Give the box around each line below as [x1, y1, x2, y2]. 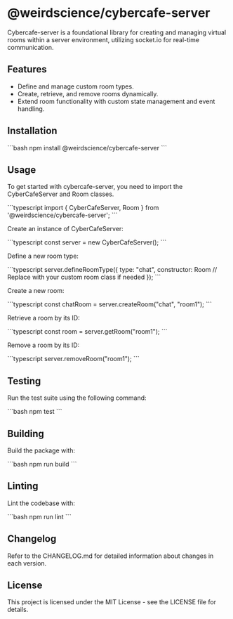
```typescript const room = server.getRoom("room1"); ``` [7, 327, 168, 336]
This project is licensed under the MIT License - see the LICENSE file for [7, 598, 216, 606]
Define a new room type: [7, 252, 79, 261]
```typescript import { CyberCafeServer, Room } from [7, 204, 159, 212]
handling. [17, 104, 45, 113]
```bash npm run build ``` [7, 460, 77, 468]
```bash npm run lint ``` [7, 512, 72, 521]
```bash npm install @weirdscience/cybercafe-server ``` [7, 143, 167, 152]
